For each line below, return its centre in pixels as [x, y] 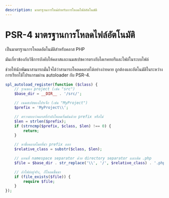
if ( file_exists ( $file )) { [43, 177]
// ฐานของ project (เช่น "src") [45, 89]
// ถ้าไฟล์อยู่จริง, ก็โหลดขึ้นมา [38, 172]
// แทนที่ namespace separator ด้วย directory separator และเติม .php [83, 158]
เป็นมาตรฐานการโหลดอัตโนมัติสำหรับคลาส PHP [45, 49]
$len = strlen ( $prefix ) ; [40, 121]
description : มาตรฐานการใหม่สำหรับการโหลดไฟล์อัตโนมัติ [51, 10]
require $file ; [39, 181]
